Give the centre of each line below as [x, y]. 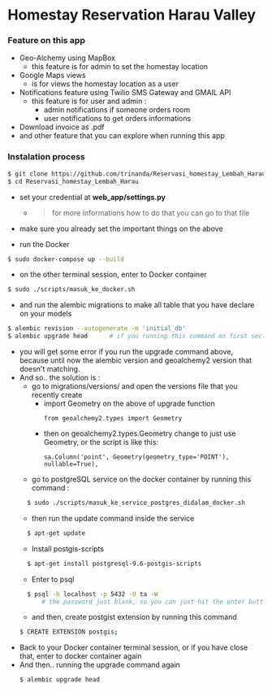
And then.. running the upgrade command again [99, 665]
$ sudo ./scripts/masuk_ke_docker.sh [71, 289]
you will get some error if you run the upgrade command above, [126, 352]
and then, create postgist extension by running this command [134, 617]
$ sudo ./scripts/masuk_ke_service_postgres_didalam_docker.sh [136, 503]
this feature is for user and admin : [89, 101]
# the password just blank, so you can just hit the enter [143, 602]
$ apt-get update [56, 533]
